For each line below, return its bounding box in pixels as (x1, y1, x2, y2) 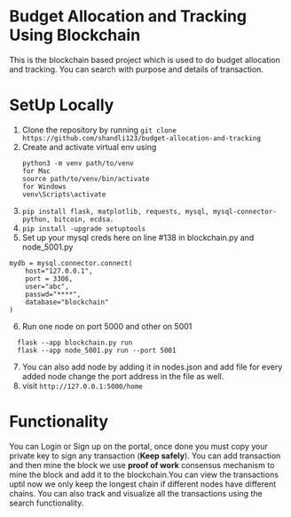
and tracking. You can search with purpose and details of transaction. (9, 64, 264, 75)
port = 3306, (25, 274, 74, 283)
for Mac (21, 166, 51, 175)
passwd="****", (25, 290, 82, 298)
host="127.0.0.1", (25, 266, 93, 275)
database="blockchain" (25, 298, 109, 306)
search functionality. (9, 497, 84, 508)
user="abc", (25, 282, 69, 290)
